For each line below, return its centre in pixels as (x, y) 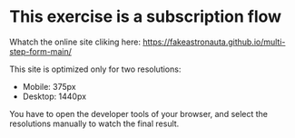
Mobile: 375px (49, 86)
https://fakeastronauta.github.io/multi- (214, 42)
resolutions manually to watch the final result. (94, 123)
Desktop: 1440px (54, 96)
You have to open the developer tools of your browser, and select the (139, 113)
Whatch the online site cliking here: (75, 42)
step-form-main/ (41, 51)
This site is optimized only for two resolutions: (95, 69)
